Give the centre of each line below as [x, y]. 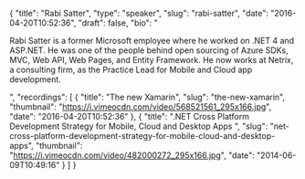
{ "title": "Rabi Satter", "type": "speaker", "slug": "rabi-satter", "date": [139, 13]
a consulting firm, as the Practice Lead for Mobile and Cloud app [131, 69]
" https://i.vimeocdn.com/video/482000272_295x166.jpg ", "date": [132, 155]
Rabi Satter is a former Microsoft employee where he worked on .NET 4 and [152, 41]
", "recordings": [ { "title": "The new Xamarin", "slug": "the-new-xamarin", [147, 97]
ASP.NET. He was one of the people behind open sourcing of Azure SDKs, [149, 50]
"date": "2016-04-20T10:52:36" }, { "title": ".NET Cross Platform [129, 116]
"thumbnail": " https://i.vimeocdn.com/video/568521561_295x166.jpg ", [141, 107]
